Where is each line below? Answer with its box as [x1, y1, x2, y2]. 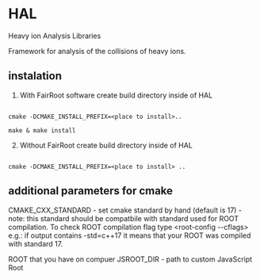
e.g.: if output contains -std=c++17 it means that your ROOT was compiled [8, 231, 251, 240]
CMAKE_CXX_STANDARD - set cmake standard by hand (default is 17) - [8, 205, 243, 215]
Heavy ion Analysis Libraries [8, 31, 101, 40]
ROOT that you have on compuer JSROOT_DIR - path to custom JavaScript [8, 254, 252, 264]
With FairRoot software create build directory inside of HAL [19, 90, 213, 100]
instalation [8, 69, 62, 83]
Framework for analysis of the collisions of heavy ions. [8, 46, 186, 55]
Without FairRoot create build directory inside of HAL [19, 140, 193, 150]
